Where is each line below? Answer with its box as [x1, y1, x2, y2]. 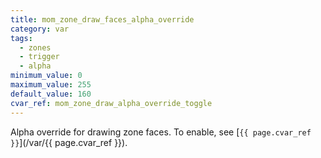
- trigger [19, 52, 60, 62]
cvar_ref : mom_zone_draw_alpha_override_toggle [10, 98, 213, 108]
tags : [10, 33, 33, 43]
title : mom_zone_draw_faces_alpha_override [10, 14, 195, 25]
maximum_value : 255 [10, 80, 92, 90]
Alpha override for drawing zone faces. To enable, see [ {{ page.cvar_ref [10, 126, 312, 138]
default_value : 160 [10, 89, 92, 99]
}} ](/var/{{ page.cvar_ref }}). [10, 136, 128, 148]
